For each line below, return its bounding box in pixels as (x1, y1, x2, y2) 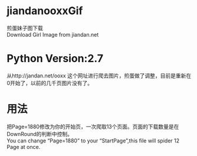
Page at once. (6, 143, 41, 150)
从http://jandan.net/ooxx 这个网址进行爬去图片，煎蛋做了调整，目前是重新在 (6, 72, 192, 79)
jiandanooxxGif (6, 4, 83, 18)
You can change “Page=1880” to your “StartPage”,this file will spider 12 (6, 137, 180, 144)
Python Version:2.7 (6, 52, 104, 66)
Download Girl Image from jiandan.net (6, 31, 99, 38)
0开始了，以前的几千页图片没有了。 (6, 79, 93, 86)
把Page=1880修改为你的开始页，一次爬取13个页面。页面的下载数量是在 (6, 123, 179, 130)
